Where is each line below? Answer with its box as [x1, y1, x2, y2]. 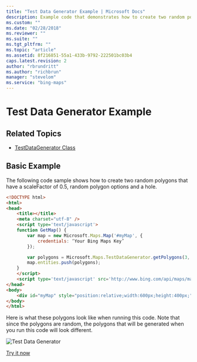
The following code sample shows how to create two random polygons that [6, 177, 188, 184]
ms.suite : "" [6, 36, 38, 42]
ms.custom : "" [6, 19, 41, 25]
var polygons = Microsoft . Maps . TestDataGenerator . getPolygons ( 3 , [27, 254, 191, 260]
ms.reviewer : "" [6, 31, 46, 36]
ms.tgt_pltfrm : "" [6, 42, 51, 48]
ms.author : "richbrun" [6, 69, 62, 75]
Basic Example [6, 161, 61, 171]
